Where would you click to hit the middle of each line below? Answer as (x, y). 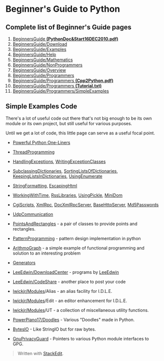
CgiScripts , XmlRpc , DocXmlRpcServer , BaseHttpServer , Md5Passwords (86, 205)
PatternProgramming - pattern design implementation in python (77, 238)
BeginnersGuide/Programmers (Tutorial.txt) (57, 86)
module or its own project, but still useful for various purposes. (69, 123)
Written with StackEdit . (41, 353)
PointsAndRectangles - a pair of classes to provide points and (75, 224)
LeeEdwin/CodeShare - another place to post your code (69, 282)
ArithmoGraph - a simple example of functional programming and (79, 248)
